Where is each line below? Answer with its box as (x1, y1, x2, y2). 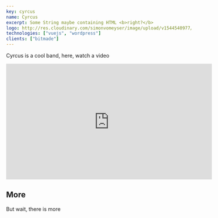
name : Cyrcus (6, 14, 38, 20)
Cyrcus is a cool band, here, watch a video (6, 52, 110, 59)
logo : (6, 25, 19, 31)
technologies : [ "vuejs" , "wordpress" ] (6, 31, 101, 36)
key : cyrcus (6, 8, 35, 15)
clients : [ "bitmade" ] (6, 36, 59, 42)
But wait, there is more (6, 205, 61, 212)
